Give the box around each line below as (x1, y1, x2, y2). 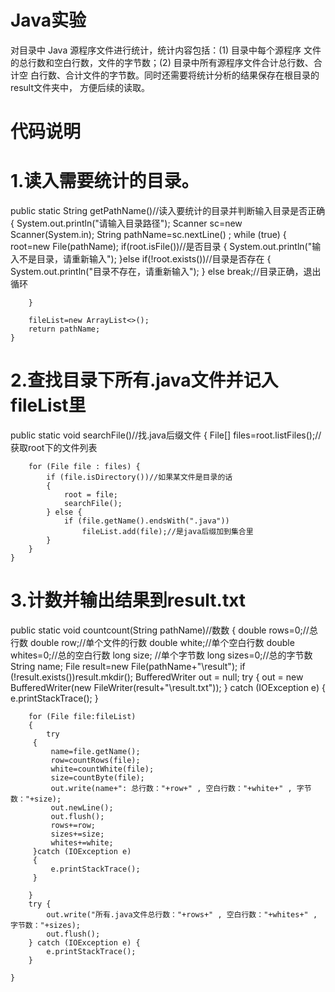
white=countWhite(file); (50, 764, 155, 774)
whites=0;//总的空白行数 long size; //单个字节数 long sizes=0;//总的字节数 (10, 649, 313, 661)
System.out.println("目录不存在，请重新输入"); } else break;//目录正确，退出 (10, 266, 322, 278)
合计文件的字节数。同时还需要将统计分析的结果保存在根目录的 (64, 69, 320, 81)
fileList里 (10, 394, 87, 417)
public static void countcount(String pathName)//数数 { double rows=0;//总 (10, 624, 318, 636)
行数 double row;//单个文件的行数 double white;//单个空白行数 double (10, 636, 295, 648)
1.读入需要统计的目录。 (10, 170, 200, 193)
